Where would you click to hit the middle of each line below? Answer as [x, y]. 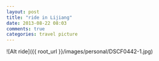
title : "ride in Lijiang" [39, 18]
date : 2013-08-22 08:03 [37, 23]
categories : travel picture [42, 34]
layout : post [23, 12]
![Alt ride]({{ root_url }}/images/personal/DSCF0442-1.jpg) [80, 51]
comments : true [26, 29]
